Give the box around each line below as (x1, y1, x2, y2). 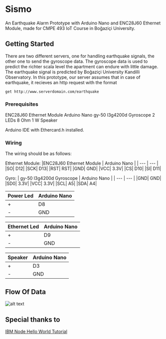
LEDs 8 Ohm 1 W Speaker (5, 117, 58, 123)
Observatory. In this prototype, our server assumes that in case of (5, 74, 141, 80)
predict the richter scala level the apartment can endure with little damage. (5, 63, 159, 69)
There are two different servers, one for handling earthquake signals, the (5, 53, 155, 59)
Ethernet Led (7, 223, 39, 230)
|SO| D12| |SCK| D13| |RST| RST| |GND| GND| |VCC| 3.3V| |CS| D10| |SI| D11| (5, 166, 162, 171)
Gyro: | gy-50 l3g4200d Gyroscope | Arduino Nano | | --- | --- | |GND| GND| (5, 175, 162, 181)
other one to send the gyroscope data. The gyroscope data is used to (5, 58, 148, 64)
